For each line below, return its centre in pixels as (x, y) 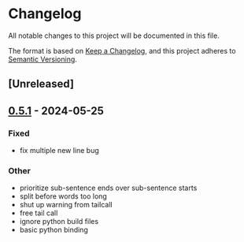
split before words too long (63, 196)
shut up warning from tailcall (66, 205)
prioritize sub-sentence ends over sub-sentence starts (108, 188)
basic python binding (54, 230)
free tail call (39, 213)
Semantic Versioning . (43, 59)
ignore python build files (59, 222)
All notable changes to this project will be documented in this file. (114, 35)
